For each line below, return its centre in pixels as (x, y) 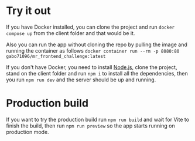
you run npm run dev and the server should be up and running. (81, 80)
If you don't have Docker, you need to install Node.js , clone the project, (92, 67)
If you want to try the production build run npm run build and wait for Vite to (97, 119)
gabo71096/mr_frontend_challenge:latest (56, 56)
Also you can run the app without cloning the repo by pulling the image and (97, 44)
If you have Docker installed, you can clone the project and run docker (90, 27)
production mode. (28, 132)
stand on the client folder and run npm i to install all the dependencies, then (97, 73)
